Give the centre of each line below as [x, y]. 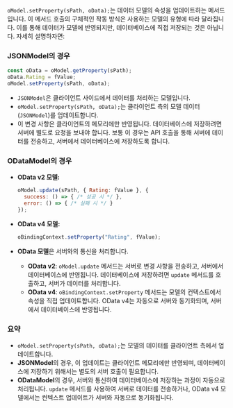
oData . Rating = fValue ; [42, 77]
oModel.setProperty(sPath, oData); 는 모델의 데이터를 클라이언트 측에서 [117, 345]
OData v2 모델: [39, 177]
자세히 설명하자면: [40, 36]
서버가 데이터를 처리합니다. [85, 283]
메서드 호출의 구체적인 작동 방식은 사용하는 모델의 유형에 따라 [117, 19]
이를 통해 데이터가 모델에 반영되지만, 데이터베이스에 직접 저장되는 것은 [111, 27]
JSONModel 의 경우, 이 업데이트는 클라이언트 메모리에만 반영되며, [106, 362]
